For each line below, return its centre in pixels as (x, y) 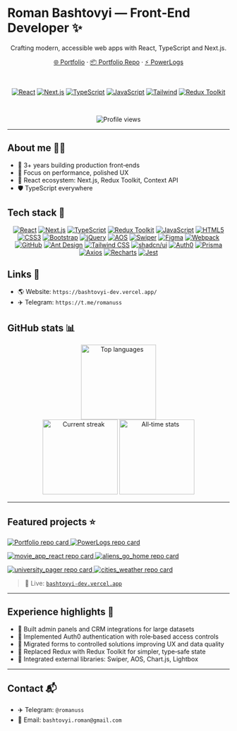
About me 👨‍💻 (36, 148)
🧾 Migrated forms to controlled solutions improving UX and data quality (121, 644)
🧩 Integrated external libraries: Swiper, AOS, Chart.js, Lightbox (108, 659)
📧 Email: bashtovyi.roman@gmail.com (69, 720)
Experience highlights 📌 (61, 612)
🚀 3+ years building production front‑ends (78, 165)
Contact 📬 (32, 689)
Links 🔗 (24, 274)
